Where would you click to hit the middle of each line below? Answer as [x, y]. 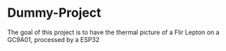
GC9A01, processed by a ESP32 [54, 39]
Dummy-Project [54, 13]
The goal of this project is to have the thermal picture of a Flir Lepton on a [113, 32]
